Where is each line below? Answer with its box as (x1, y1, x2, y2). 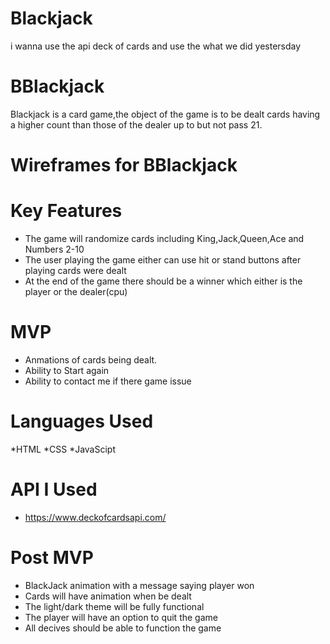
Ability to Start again (24, 364, 110, 376)
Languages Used (10, 410, 154, 433)
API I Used (10, 478, 98, 501)
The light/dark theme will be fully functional (24, 600, 205, 612)
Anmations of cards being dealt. (24, 353, 158, 366)
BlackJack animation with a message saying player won (24, 579, 255, 591)
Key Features (10, 200, 123, 222)
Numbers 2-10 (24, 243, 85, 255)
